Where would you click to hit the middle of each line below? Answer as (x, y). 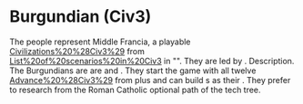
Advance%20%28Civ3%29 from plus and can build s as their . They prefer (150, 80)
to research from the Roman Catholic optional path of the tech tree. (135, 90)
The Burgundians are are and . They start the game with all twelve (133, 71)
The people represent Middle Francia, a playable (100, 42)
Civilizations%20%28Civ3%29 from (77, 51)
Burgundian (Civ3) (81, 17)
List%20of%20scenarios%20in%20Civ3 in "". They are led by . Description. (152, 61)
